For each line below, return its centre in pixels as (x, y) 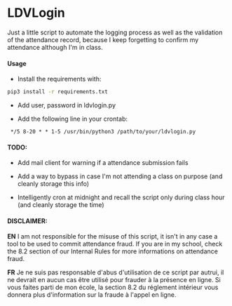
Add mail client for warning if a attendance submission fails (103, 163)
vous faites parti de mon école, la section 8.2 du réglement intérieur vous (113, 287)
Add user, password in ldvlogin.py (67, 105)
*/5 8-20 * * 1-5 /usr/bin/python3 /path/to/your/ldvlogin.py (103, 132)
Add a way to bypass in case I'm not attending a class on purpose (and (120, 176)
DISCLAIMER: (27, 221)
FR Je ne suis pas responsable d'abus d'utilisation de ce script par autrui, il (116, 272)
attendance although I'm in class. (55, 47)
